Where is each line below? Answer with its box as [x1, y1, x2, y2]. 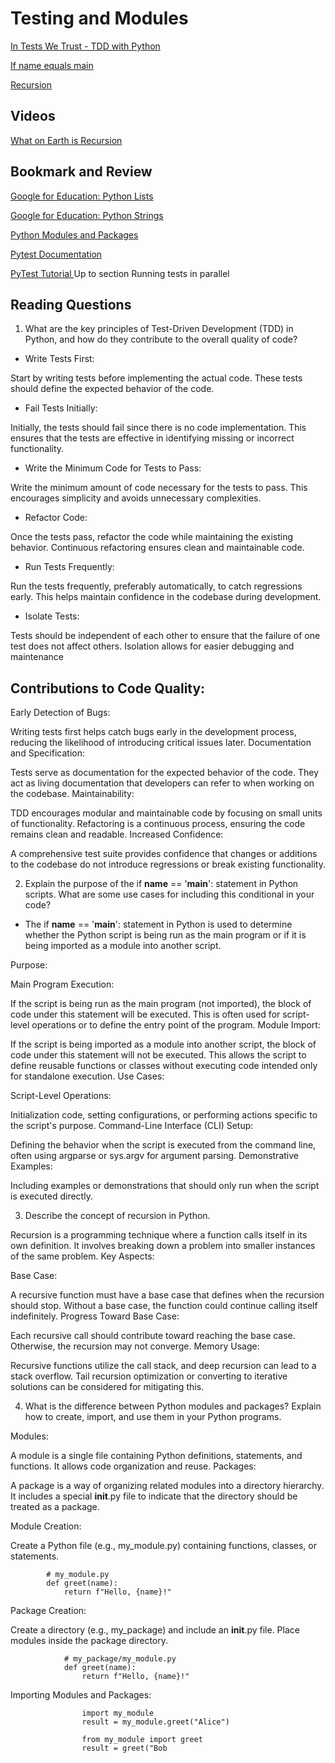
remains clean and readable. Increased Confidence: [10, 828, 224, 841]
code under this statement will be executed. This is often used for [10, 1008, 281, 1021]
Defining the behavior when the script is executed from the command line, [10, 1139, 317, 1151]
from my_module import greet [81, 1735, 203, 1745]
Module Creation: [10, 1520, 82, 1532]
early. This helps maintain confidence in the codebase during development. [10, 591, 322, 603]
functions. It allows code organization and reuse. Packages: [10, 1460, 257, 1472]
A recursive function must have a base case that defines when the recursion [10, 1289, 325, 1301]
